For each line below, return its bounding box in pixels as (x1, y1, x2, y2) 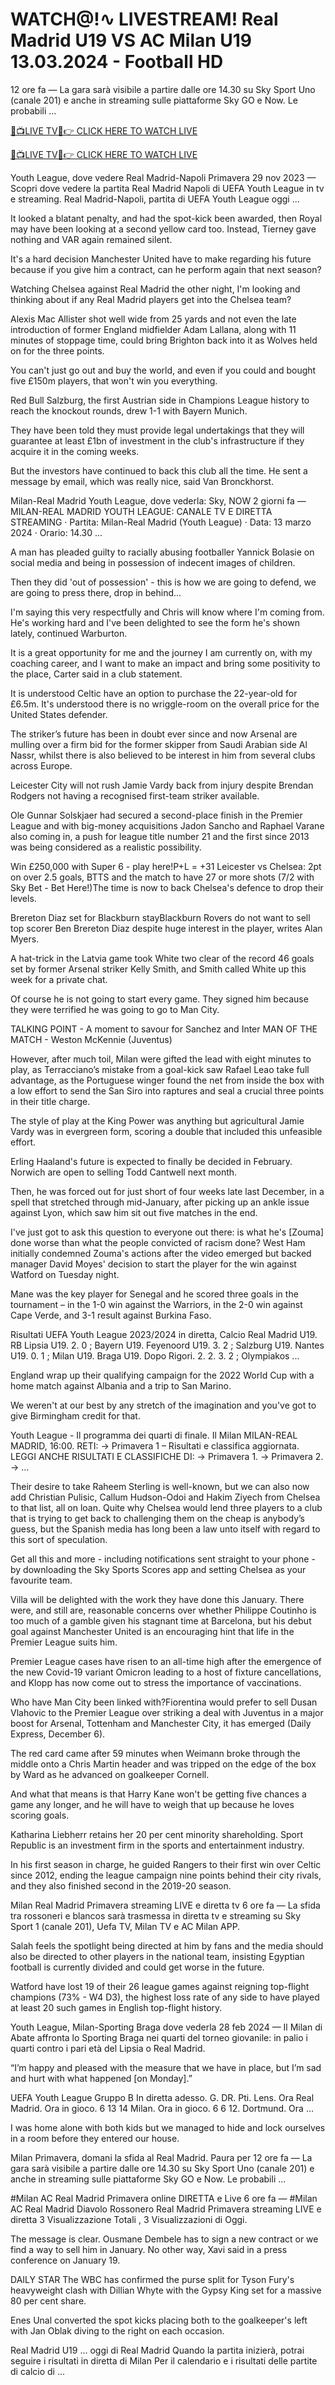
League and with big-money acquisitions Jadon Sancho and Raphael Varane (10, 819, 325, 832)
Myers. (10, 933, 40, 945)
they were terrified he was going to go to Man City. (10, 1003, 220, 1015)
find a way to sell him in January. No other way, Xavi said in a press (10, 2243, 288, 2255)
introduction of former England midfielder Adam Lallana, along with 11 (10, 323, 297, 335)
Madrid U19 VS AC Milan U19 (10, 29, 253, 52)
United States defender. (10, 708, 108, 720)
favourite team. (10, 1574, 73, 1586)
